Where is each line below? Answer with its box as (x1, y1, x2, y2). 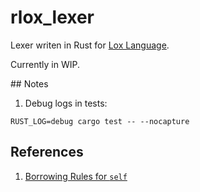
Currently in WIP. (10, 58, 80, 70)
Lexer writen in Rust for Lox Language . (10, 39, 170, 51)
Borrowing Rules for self (24, 170, 128, 182)
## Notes (10, 77, 49, 90)
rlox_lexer (10, 6, 95, 29)
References (10, 144, 84, 161)
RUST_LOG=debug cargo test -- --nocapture (10, 116, 190, 126)
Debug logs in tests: (24, 97, 108, 109)
